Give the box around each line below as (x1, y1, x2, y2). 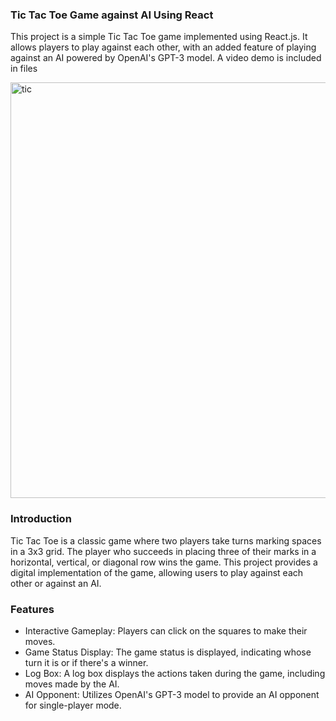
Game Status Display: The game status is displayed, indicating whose (24, 646, 312, 658)
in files (10, 63, 38, 75)
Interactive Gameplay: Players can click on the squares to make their (24, 624, 308, 637)
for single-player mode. (24, 699, 122, 711)
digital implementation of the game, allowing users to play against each (10, 566, 304, 578)
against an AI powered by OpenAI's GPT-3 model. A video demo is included (10, 52, 322, 64)
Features (10, 602, 55, 616)
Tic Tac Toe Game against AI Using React (10, 8, 214, 22)
